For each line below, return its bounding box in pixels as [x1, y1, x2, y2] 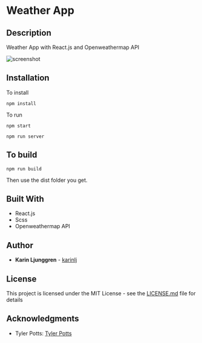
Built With [6, 194, 44, 204]
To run [6, 111, 23, 118]
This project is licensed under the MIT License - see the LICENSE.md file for [6, 290, 196, 297]
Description [6, 28, 51, 38]
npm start [6, 123, 31, 129]
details [6, 297, 23, 304]
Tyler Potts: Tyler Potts [15, 330, 72, 337]
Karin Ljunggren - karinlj [15, 256, 77, 263]
